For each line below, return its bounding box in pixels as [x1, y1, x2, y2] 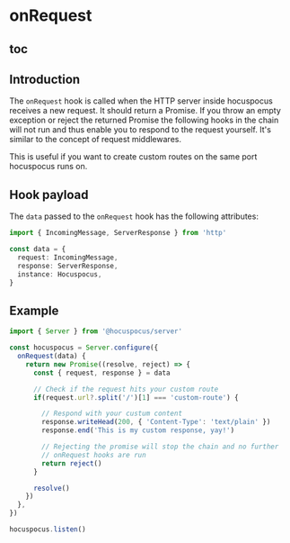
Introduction [9, 71, 81, 86]
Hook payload [9, 186, 89, 203]
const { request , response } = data [32, 368, 171, 377]
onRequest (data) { [17, 352, 87, 361]
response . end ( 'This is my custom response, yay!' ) [41, 426, 235, 435]
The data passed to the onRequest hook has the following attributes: [9, 211, 259, 222]
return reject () [41, 458, 102, 468]
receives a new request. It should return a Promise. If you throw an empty [9, 105, 281, 116]
